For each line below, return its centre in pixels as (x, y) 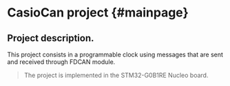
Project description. (51, 38)
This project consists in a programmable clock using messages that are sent (115, 54)
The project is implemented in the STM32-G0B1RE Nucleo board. (116, 75)
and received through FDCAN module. (61, 62)
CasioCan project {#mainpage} (98, 13)
